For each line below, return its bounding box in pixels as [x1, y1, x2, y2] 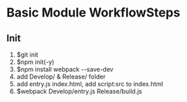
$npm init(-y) [16, 58, 55, 66]
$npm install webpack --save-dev [16, 65, 114, 73]
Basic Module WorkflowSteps [6, 5, 181, 21]
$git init [16, 50, 39, 59]
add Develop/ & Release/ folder [16, 72, 106, 81]
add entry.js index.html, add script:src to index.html [16, 80, 163, 88]
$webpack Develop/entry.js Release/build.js [16, 88, 143, 95]
